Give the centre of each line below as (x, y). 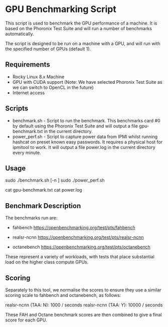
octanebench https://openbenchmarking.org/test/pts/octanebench (81, 247)
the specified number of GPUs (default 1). (48, 49)
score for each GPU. (26, 320)
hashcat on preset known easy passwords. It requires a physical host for (88, 142)
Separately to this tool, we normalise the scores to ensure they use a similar (83, 290)
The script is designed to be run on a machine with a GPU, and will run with (83, 43)
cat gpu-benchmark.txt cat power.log (44, 190)
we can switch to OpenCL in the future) (53, 87)
